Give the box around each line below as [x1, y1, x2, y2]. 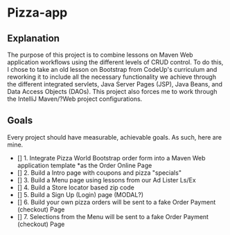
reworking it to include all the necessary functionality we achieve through [7, 73, 217, 81]
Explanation [7, 32, 60, 44]
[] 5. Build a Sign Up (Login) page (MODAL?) [17, 190, 144, 198]
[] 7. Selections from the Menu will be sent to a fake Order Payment [17, 212, 209, 220]
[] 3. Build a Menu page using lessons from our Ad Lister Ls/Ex [17, 176, 196, 184]
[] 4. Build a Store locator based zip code [17, 183, 135, 191]
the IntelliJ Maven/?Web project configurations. [7, 95, 143, 103]
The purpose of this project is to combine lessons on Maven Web [7, 50, 193, 59]
